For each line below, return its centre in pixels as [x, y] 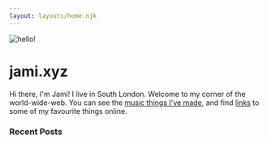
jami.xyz [39, 71]
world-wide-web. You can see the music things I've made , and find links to [134, 103]
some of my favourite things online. [69, 111]
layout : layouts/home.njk [53, 16]
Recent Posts [36, 132]
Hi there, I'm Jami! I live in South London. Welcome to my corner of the [127, 94]
